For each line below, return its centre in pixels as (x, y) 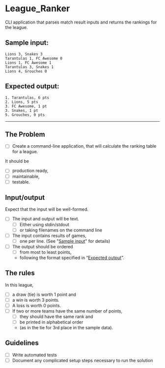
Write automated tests (35, 355)
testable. (21, 182)
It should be (17, 161)
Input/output (25, 197)
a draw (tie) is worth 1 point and (44, 294)
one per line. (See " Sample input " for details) (65, 241)
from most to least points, (45, 252)
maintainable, (26, 176)
